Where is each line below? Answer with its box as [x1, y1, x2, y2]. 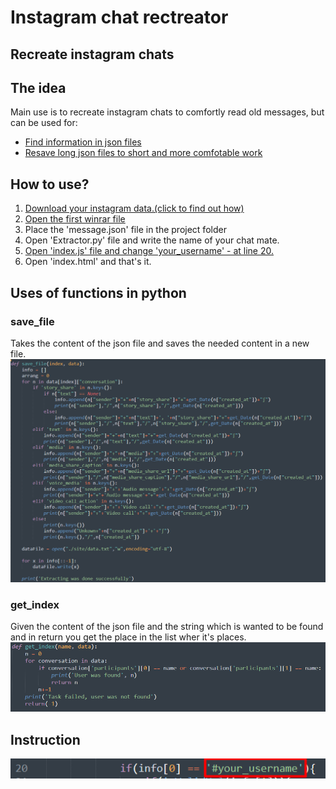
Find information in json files [24, 136, 142, 148]
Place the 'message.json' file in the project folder [24, 224, 227, 236]
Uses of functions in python [10, 284, 187, 301]
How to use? [10, 176, 90, 193]
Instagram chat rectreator [10, 6, 229, 29]
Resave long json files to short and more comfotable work [24, 147, 263, 159]
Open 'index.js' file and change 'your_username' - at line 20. [24, 245, 274, 257]
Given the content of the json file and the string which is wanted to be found [10, 621, 324, 633]
